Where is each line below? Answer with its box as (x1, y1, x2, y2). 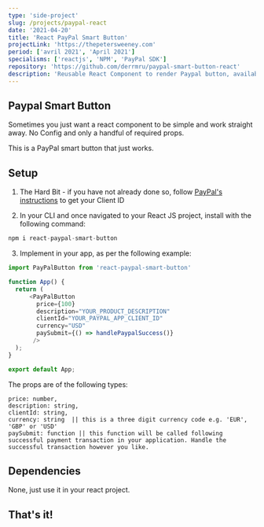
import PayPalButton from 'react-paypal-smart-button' (8, 264, 192, 272)
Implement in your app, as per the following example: (19, 249, 192, 258)
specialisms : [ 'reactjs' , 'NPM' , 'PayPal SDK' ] (8, 56, 167, 64)
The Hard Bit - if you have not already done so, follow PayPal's (19, 187, 222, 197)
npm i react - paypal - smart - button (8, 234, 118, 242)
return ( (15, 285, 44, 293)
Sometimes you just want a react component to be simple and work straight (8, 120, 253, 130)
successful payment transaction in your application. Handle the (8, 436, 226, 444)
